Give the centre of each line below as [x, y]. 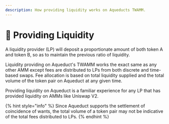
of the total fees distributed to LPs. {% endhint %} [57, 116]
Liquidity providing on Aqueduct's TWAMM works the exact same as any [81, 65]
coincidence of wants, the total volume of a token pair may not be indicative [84, 111]
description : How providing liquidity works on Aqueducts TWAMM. [75, 10]
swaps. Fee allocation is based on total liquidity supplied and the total [92, 75]
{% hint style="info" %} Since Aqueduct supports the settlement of [75, 106]
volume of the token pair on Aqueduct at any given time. [64, 81]
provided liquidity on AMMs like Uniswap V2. [52, 96]
